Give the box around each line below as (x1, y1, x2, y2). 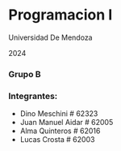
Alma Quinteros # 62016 (19, 126, 101, 136)
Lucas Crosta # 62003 (19, 135, 95, 145)
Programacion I (8, 6, 113, 24)
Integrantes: (8, 90, 58, 101)
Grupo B (8, 68, 42, 80)
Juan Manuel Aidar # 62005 (19, 118, 114, 127)
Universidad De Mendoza (8, 32, 93, 42)
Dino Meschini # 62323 (19, 109, 98, 119)
